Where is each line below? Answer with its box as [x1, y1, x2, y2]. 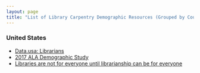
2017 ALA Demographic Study [14, 53, 89, 61]
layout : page [6, 8, 39, 15]
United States [6, 34, 46, 42]
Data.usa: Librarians [14, 47, 64, 54]
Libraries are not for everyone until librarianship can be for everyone [14, 60, 183, 67]
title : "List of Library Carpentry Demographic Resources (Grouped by [6, 14, 185, 20]
